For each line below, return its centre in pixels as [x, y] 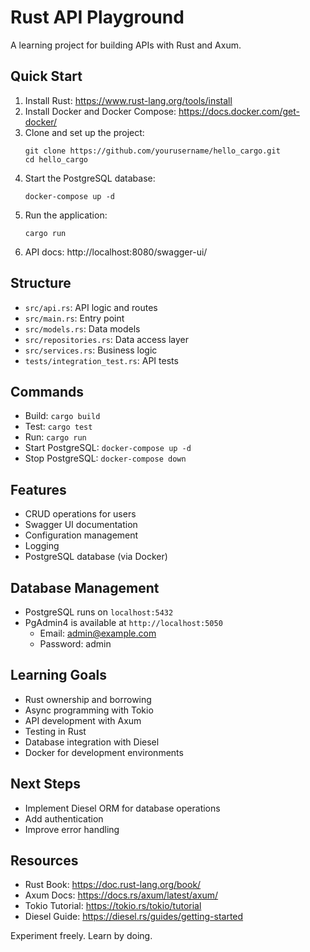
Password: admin [75, 644]
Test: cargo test [58, 427]
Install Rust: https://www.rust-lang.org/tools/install [128, 100]
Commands [47, 391]
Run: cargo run [55, 437]
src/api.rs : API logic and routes [91, 307]
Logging [42, 546]
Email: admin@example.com [98, 633]
